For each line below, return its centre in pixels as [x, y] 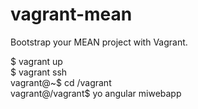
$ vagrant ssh [39, 72]
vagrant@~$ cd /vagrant [61, 82]
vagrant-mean [71, 14]
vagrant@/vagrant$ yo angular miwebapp [96, 93]
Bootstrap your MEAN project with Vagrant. [99, 42]
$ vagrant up [36, 61]
